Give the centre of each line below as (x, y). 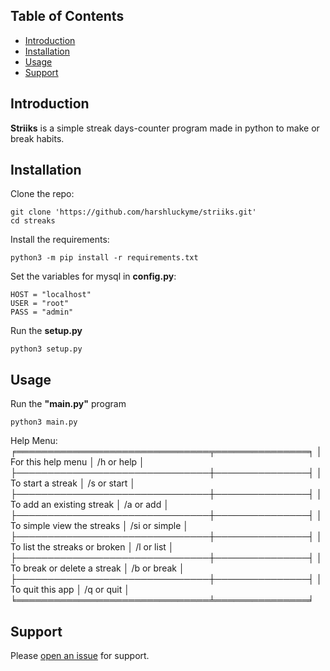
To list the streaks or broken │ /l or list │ (92, 547)
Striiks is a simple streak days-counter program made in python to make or (165, 128)
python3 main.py (44, 422)
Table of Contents (67, 16)
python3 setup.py (46, 349)
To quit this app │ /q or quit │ (70, 590)
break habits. (37, 138)
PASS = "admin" (42, 312)
